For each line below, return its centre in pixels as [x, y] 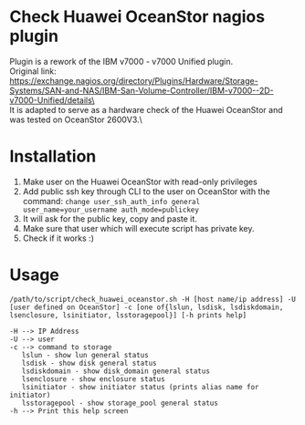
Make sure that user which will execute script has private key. [138, 228]
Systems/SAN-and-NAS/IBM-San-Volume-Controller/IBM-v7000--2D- [142, 90]
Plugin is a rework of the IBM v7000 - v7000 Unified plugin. [121, 61]
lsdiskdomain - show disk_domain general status [116, 371]
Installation [53, 156]
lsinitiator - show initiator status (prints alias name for [140, 387]
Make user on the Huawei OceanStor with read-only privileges [140, 181]
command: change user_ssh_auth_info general [111, 201]
